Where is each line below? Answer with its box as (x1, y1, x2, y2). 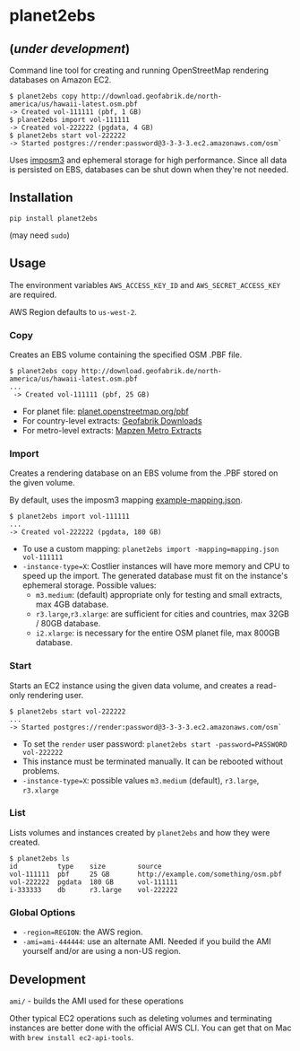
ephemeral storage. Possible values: (21, 580, 157, 591)
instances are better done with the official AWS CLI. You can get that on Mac (9, 1022, 292, 1033)
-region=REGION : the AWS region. (21, 926, 143, 938)
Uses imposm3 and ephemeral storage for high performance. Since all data (9, 154, 287, 165)
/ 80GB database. (35, 618, 101, 629)
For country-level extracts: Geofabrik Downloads (21, 415, 203, 426)
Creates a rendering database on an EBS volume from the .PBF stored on (9, 468, 279, 478)
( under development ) (9, 41, 131, 57)
